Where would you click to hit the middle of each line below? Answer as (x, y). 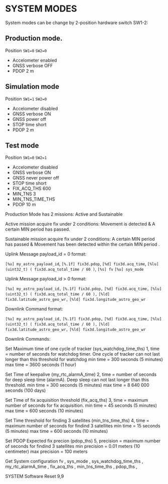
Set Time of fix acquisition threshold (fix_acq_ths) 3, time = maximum (77, 400)
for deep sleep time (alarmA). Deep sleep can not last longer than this (77, 380)
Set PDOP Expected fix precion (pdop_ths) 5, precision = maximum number (83, 441)
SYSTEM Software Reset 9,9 (35, 476)
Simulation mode (32, 87)
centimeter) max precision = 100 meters (46, 451)
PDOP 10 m (24, 205)
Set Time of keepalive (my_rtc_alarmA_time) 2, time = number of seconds (81, 375)
